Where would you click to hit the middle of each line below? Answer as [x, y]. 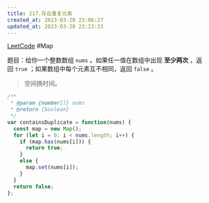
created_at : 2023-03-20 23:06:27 [55, 20]
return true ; [44, 148]
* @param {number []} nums [47, 103]
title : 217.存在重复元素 [40, 13]
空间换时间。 [42, 84]
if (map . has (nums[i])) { [55, 142]
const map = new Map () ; [47, 128]
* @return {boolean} [40, 110]
